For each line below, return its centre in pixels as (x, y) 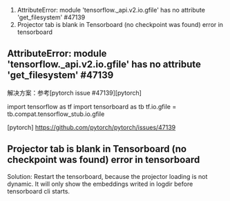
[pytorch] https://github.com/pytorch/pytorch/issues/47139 (92, 127)
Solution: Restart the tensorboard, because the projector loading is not (107, 176)
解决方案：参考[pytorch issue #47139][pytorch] (74, 93)
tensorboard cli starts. (39, 191)
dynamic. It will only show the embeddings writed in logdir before (100, 184)
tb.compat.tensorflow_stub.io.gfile (56, 114)
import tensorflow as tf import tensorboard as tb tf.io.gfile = (92, 106)
